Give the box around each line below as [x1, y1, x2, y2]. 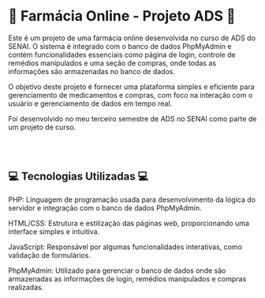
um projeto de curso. [8, 122, 77, 132]
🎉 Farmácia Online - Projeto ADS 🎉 [8, 7, 236, 25]
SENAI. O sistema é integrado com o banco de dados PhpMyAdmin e [8, 41, 232, 50]
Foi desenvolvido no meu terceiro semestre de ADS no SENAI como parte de [8, 114, 257, 123]
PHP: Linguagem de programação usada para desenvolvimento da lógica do [8, 195, 256, 204]
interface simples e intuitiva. [8, 226, 100, 236]
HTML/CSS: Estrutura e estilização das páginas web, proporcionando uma [8, 218, 250, 228]
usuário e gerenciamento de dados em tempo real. [8, 99, 173, 108]
